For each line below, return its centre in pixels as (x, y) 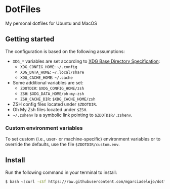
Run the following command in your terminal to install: (61, 172)
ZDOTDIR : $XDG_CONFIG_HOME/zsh (52, 88)
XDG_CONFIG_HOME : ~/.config (49, 66)
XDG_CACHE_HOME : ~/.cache (47, 77)
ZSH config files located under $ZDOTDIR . (55, 104)
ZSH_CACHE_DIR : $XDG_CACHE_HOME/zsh (58, 99)
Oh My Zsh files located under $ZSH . (50, 109)
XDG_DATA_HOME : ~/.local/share (52, 72)
